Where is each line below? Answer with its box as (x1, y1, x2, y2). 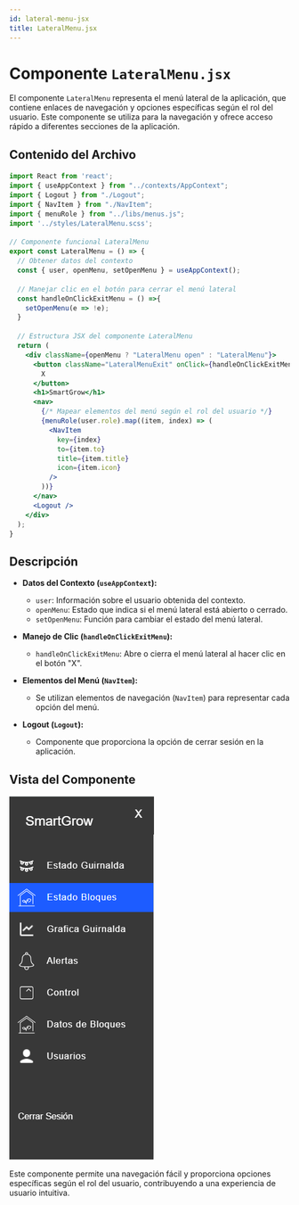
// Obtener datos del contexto (17, 257, 133, 266)
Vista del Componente (9, 772, 136, 787)
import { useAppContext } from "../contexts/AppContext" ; (9, 181, 229, 191)
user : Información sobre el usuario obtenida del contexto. (35, 595, 246, 606)
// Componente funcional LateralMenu (9, 237, 149, 247)
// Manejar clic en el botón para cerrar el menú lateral (17, 285, 238, 293)
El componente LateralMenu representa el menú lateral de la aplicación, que (9, 93, 287, 103)
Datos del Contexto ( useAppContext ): (21, 578, 158, 589)
